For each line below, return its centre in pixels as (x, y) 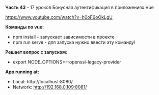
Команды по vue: (25, 27)
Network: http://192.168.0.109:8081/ (50, 87)
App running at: (22, 72)
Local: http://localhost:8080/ (43, 82)
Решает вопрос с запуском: (36, 52)
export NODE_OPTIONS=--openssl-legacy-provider (67, 62)
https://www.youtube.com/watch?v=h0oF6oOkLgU (59, 17)
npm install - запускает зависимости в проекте (63, 37)
